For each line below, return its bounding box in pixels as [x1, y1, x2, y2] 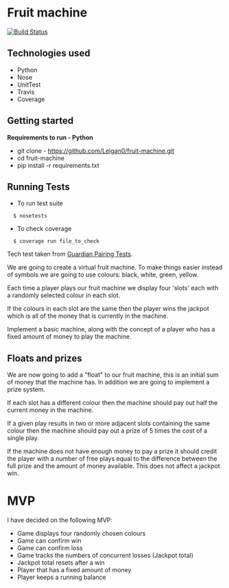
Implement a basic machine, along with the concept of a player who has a [7, 325, 215, 334]
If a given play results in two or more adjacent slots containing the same [7, 420, 210, 428]
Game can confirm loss [16, 544, 84, 552]
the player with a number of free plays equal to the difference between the [7, 455, 217, 463]
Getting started [7, 115, 74, 127]
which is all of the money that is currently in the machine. [7, 312, 169, 320]
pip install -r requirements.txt [16, 161, 99, 169]
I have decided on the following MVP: [7, 516, 113, 524]
